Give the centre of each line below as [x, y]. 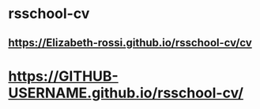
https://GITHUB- [63, 76]
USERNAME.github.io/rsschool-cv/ [126, 93]
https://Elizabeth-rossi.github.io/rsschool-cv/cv [130, 43]
